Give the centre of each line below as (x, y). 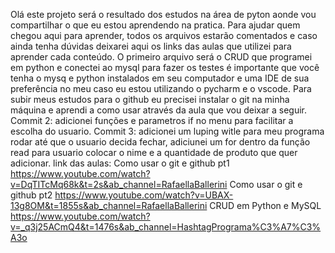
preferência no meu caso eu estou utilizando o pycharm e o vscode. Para (161, 88)
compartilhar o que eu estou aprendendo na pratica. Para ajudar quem (155, 25)
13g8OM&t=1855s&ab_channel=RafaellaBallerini (109, 205)
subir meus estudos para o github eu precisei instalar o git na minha (150, 99)
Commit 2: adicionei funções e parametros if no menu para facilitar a (152, 120)
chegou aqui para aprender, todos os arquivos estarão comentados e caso (164, 35)
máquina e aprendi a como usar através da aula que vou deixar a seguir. (159, 110)
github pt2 (31, 195)
